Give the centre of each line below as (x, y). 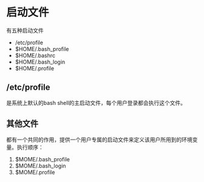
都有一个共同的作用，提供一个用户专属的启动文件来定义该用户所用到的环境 (99, 140)
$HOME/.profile (35, 68)
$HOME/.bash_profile (42, 49)
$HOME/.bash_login (40, 62)
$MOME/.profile (35, 172)
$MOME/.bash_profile (42, 159)
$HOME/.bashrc (35, 55)
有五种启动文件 (25, 30)
